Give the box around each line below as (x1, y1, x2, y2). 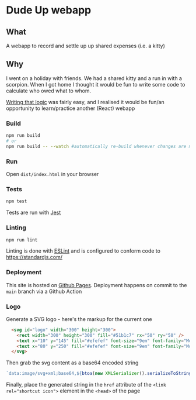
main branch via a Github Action (6, 288, 82, 295)
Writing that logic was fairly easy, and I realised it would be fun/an (6, 98, 164, 105)
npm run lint (6, 237, 38, 243)
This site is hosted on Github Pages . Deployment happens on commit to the (6, 281, 187, 288)
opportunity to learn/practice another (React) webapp (6, 105, 135, 112)
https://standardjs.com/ (6, 254, 63, 261)
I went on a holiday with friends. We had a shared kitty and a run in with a (6, 74, 183, 82)
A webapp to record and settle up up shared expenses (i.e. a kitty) (6, 42, 165, 49)
